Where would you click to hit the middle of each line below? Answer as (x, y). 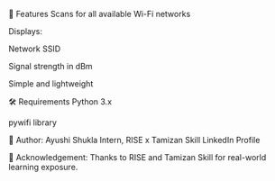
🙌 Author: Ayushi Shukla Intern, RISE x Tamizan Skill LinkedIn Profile (134, 140)
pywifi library (33, 122)
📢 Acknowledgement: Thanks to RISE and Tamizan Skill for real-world (137, 157)
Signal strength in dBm (50, 66)
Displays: (25, 31)
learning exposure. (43, 167)
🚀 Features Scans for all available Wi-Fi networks (100, 14)
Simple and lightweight (51, 84)
